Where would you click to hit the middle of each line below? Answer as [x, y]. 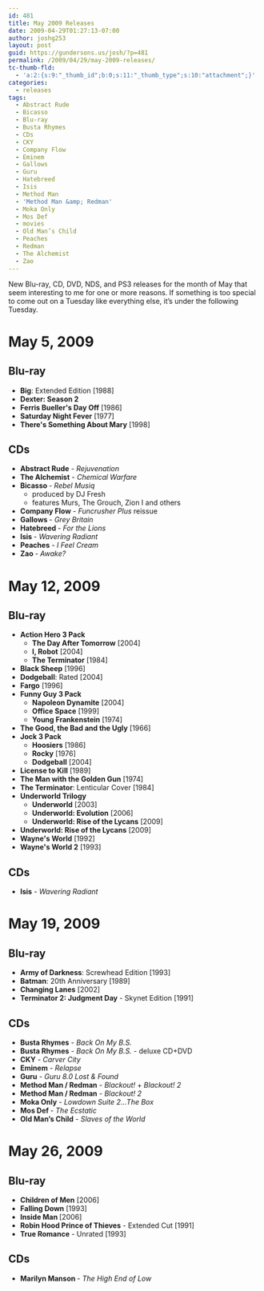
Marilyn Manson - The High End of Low [86, 1278]
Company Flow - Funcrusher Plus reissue [89, 511]
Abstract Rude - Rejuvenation [70, 469]
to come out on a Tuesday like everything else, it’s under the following [123, 301]
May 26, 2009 [56, 1151]
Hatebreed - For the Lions [63, 528]
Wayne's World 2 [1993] [60, 847]
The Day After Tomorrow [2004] [86, 643]
